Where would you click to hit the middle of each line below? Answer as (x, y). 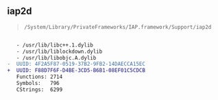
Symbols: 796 (38, 84)
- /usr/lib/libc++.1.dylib (55, 45)
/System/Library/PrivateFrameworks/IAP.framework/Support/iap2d (118, 27)
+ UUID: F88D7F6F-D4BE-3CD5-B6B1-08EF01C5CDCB (76, 71)
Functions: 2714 (39, 77)
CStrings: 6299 (39, 89)
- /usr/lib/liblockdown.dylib (59, 51)
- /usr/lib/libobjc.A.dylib (56, 58)
